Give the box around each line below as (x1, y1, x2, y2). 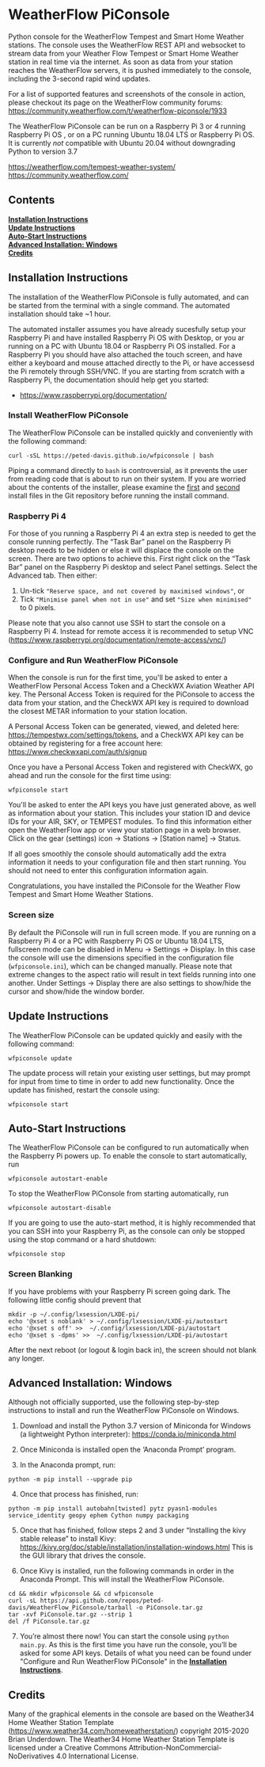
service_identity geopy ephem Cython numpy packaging (8, 1512, 190, 1520)
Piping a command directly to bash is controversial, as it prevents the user (8, 465, 248, 475)
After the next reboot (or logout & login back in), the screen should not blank (8, 1345, 257, 1354)
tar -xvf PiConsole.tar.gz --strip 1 (8, 1611, 133, 1619)
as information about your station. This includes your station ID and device (8, 808, 251, 818)
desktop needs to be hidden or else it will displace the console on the (8, 545, 235, 555)
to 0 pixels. (19, 603, 56, 613)
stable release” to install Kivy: (19, 1534, 116, 1544)
